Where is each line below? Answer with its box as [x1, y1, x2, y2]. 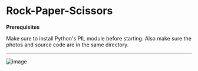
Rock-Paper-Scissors [6, 4, 113, 18]
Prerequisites [6, 23, 40, 31]
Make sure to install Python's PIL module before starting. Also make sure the [6, 35, 192, 42]
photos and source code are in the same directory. [6, 41, 129, 48]
